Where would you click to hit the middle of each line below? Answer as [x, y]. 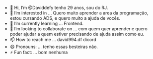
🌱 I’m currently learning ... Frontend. [46, 23]
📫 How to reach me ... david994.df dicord [53, 39]
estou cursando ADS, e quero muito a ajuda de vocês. [65, 18]
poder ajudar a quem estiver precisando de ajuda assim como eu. [77, 34]
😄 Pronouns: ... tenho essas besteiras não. [54, 47]
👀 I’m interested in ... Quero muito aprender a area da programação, [79, 13]
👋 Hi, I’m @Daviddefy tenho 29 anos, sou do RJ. [59, 8]
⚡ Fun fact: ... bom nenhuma [39, 52]
